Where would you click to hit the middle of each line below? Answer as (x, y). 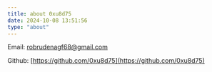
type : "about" (29, 27)
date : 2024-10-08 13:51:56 (47, 20)
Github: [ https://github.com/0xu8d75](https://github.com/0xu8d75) (106, 61)
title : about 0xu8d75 (40, 14)
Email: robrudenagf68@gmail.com (58, 47)
